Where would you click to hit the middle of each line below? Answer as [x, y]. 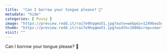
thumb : [12, 28]
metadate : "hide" [23, 14]
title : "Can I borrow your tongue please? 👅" [54, 10]
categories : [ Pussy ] [29, 19]
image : [12, 23]
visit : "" [15, 32]
